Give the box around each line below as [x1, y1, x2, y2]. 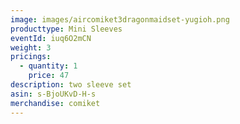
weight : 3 [10, 42, 52, 53]
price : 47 [28, 71, 70, 81]
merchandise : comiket [10, 98, 101, 108]
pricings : [10, 52, 52, 62]
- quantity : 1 [19, 61, 78, 71]
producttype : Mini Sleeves [10, 24, 123, 34]
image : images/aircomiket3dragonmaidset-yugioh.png [10, 14, 230, 25]
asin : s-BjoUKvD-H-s [10, 89, 97, 99]
